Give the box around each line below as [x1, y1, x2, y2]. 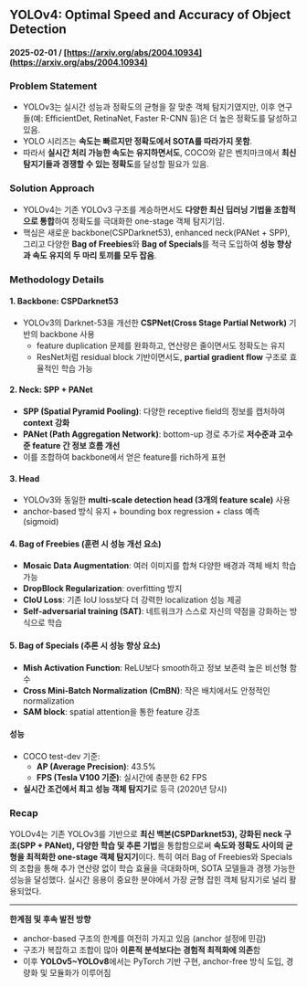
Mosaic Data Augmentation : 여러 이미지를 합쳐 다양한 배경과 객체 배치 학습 [22, 560, 297, 571]
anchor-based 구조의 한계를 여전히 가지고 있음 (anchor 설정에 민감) [22, 933, 267, 944]
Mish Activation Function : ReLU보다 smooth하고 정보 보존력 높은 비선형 [22, 662, 288, 673]
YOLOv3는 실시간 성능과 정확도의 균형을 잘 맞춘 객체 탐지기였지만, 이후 [22, 101, 276, 112]
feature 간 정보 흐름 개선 [31, 440, 121, 451]
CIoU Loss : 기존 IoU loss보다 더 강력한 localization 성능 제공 [22, 594, 242, 606]
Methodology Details [9, 273, 105, 286]
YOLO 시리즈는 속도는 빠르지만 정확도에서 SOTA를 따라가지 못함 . [22, 136, 253, 147]
